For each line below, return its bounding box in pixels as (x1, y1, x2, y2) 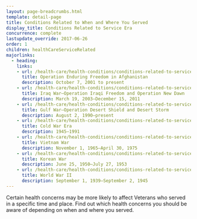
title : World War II (21, 173, 72, 178)
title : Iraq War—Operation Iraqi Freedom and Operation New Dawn (21, 90, 185, 96)
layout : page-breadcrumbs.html (6, 8, 83, 15)
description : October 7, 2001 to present (21, 80, 125, 86)
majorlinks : (6, 52, 35, 58)
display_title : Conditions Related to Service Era (6, 25, 133, 31)
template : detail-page (6, 14, 62, 20)
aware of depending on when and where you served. (6, 206, 134, 213)
